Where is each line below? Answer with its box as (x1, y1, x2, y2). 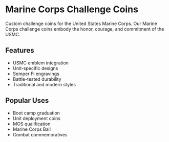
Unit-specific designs (12, 65, 58, 71)
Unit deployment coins (12, 115, 60, 121)
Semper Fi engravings (12, 70, 60, 77)
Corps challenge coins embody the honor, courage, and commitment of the (5, 26, 164, 32)
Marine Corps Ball (12, 126, 51, 132)
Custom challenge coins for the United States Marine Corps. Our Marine (5, 20, 157, 27)
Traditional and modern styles (12, 81, 76, 87)
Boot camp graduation (12, 110, 60, 116)
